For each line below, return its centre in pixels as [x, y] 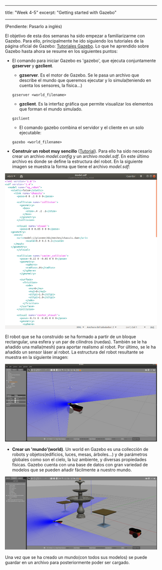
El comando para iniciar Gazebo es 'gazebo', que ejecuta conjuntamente [84, 61]
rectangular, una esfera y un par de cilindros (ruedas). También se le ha [76, 341]
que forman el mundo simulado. [51, 109]
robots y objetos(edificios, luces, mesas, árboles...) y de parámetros [80, 454]
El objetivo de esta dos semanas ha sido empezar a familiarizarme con [75, 36]
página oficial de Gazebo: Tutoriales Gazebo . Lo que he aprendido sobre [77, 46]
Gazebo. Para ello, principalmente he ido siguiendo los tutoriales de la [74, 41]
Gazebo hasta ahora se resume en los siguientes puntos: [61, 51]
